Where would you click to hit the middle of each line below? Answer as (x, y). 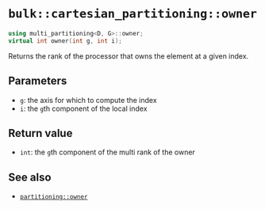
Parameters (38, 81)
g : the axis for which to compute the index (88, 100)
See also (30, 177)
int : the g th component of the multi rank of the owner (108, 152)
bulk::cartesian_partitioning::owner (133, 14)
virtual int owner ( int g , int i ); (65, 41)
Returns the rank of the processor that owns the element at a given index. (129, 56)
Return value (40, 133)
